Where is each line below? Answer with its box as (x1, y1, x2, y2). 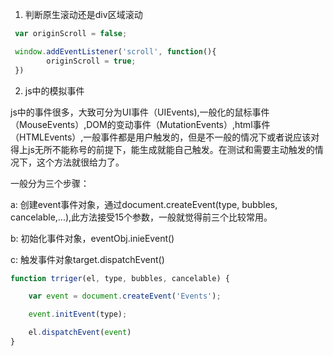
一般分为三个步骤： (10, 177, 90, 189)
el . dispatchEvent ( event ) (28, 328, 132, 338)
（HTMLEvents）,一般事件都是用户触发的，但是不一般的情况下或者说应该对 (10, 131, 320, 143)
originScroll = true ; (46, 56, 137, 66)
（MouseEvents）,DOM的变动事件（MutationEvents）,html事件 (10, 118, 271, 130)
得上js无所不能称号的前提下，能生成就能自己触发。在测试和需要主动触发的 (10, 143, 315, 155)
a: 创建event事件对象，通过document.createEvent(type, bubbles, (10, 198, 278, 210)
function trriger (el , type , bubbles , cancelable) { (10, 273, 230, 283)
